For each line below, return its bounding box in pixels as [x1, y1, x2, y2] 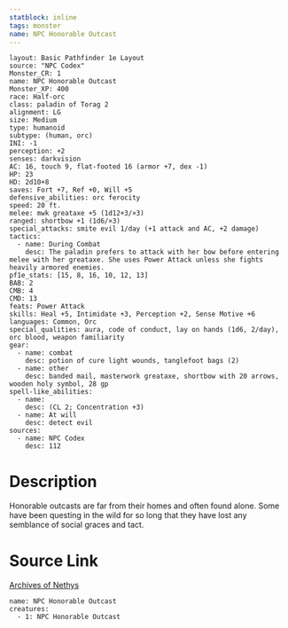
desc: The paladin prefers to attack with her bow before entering [25, 247, 279, 257]
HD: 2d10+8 [9, 178, 50, 187]
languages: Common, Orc [9, 318, 97, 326]
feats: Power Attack [9, 302, 86, 311]
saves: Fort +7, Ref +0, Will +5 [9, 185, 133, 195]
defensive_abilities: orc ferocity [9, 193, 141, 202]
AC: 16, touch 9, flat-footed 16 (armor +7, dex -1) [9, 162, 208, 171]
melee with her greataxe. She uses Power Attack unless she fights [9, 255, 264, 264]
